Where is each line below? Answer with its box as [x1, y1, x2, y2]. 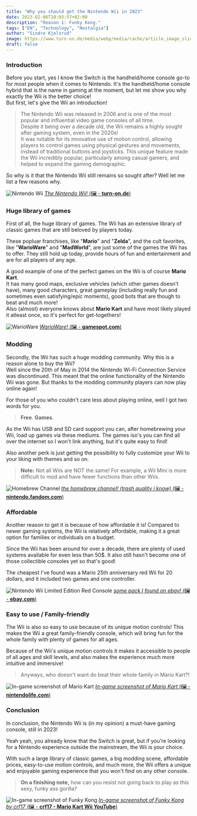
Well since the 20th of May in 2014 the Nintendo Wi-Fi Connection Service [6, 366, 186, 373]
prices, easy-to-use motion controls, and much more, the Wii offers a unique [6, 761, 191, 768]
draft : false [6, 42, 38, 48]
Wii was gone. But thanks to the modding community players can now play [6, 379, 186, 386]
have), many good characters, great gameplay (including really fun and [6, 286, 178, 294]
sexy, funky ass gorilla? [20, 785, 77, 792]
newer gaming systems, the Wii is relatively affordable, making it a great [6, 527, 180, 535]
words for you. [6, 402, 42, 409]
